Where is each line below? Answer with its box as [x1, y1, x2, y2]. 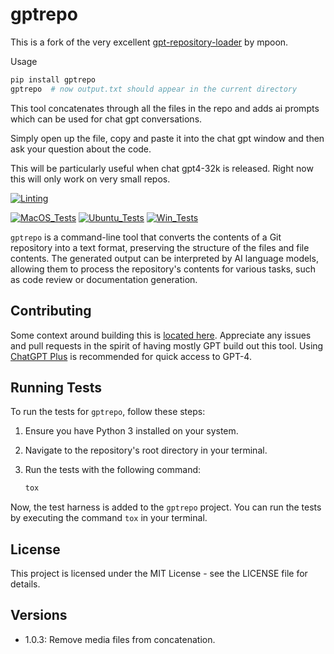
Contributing [10, 303, 92, 320]
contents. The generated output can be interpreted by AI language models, [10, 252, 319, 264]
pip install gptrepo [10, 74, 97, 85]
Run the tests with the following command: [24, 464, 202, 476]
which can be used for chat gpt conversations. [10, 113, 203, 125]
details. [10, 578, 41, 590]
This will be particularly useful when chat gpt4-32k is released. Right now [10, 162, 314, 174]
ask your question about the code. [10, 143, 152, 155]
